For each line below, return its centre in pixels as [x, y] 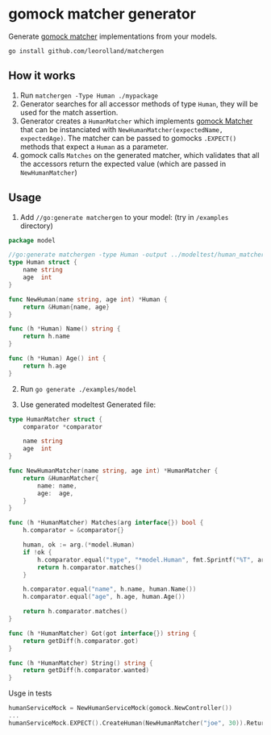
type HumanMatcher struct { [56, 419]
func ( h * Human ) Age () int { [57, 359]
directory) [37, 226]
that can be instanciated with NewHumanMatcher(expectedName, [121, 129]
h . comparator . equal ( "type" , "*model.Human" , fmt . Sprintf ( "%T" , [146, 560]
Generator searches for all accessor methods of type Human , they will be [139, 104]
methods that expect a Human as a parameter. [94, 147]
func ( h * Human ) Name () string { [65, 329]
